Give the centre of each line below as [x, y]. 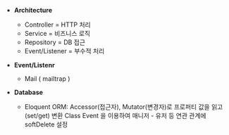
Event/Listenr [34, 65]
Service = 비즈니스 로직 [57, 33]
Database [29, 92]
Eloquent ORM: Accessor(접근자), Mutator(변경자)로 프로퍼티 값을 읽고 [124, 107]
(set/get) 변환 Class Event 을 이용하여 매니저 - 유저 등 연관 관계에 [115, 116]
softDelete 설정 [46, 124]
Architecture [33, 10]
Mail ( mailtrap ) [47, 79]
